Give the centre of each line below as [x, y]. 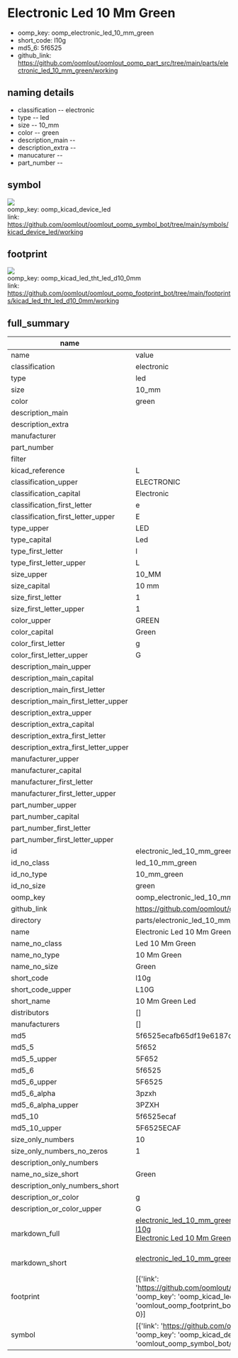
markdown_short [39, 1263]
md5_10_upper [36, 1128]
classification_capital [46, 493]
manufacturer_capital [46, 770]
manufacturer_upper [45, 759]
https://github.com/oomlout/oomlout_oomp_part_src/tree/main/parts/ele [123, 62]
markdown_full [35, 1234]
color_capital [32, 632]
